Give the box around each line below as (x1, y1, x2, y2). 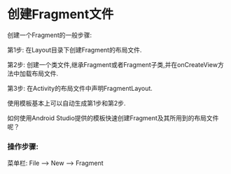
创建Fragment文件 (7, 6, 114, 22)
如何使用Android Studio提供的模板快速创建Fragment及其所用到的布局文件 (7, 113, 219, 122)
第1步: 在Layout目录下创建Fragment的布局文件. (7, 45, 142, 54)
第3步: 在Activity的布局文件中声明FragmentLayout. (7, 84, 153, 92)
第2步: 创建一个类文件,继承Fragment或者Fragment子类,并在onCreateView (7, 60, 218, 68)
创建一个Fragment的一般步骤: (7, 31, 92, 39)
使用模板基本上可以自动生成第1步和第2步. (7, 99, 126, 107)
